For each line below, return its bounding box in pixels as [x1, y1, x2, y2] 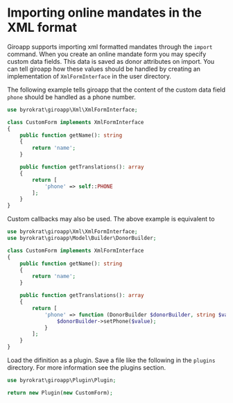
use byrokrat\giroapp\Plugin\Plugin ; [7, 377, 116, 384]
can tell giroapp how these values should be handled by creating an [7, 65, 201, 73]
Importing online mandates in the [7, 5, 202, 21]
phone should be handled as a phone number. [7, 92, 137, 101]
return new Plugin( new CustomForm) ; [7, 389, 113, 396]
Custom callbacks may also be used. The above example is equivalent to [7, 215, 215, 223]
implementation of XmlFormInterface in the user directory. [7, 71, 171, 80]
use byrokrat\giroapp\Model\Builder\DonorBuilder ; [7, 234, 157, 242]
